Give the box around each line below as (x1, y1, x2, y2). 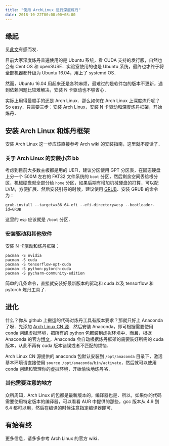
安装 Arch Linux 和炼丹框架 (5, 126, 90, 135)
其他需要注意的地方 (5, 380, 52, 387)
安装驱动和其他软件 (5, 231, 52, 238)
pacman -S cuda (5, 257, 37, 262)
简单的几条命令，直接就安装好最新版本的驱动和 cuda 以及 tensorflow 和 (5, 280, 154, 286)
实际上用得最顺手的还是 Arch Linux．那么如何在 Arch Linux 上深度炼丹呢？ (5, 98, 160, 104)
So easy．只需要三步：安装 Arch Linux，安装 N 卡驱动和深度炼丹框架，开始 (5, 104, 162, 110)
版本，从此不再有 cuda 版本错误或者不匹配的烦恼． (5, 342, 111, 348)
